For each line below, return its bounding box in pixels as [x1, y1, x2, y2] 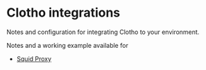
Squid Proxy [16, 54, 52, 63]
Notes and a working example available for [6, 41, 129, 49]
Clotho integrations [6, 5, 121, 21]
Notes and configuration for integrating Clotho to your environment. [6, 28, 200, 36]
